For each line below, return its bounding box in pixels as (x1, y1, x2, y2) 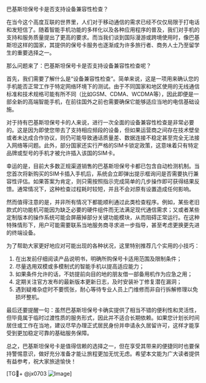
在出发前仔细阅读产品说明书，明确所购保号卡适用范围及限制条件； (15, 255, 182, 262)
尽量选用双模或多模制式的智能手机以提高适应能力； (15, 263, 145, 270)
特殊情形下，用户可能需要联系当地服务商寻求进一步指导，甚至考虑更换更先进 (6, 221, 200, 229)
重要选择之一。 (17, 49, 55, 56)
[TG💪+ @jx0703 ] (6, 370, 72, 377)
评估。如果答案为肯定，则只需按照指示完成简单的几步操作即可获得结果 (17, 178, 194, 185)
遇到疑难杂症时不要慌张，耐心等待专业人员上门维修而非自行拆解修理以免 (15, 286, 198, 293)
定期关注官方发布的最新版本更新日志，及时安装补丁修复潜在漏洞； (15, 278, 182, 285)
